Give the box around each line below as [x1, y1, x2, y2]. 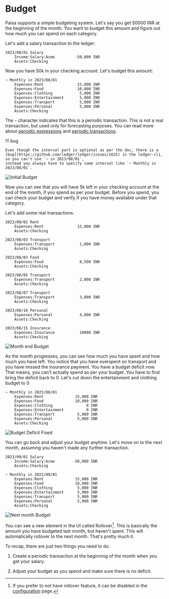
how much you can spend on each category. [5, 30, 98, 36]
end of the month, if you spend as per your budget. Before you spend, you [5, 189, 159, 195]
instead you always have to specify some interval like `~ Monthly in [5, 161, 156, 166]
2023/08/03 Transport [5, 237, 51, 242]
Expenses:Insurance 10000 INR [14, 330, 100, 335]
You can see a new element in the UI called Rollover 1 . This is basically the [5, 521, 157, 528]
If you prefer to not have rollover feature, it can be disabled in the [12, 582, 147, 588]
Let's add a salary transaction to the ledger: [5, 40, 96, 46]
